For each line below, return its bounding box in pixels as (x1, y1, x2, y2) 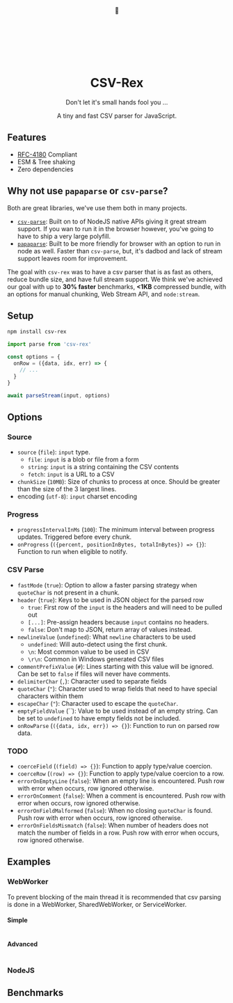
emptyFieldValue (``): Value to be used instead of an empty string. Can (17, 706, 218, 715)
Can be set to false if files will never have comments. (17, 670, 170, 678)
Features (7, 132, 47, 143)
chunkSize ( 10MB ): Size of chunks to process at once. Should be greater (17, 477, 220, 486)
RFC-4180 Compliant (17, 150, 78, 159)
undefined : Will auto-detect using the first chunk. (27, 640, 168, 648)
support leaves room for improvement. (17, 254, 128, 262)
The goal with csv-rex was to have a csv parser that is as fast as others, (7, 267, 214, 276)
